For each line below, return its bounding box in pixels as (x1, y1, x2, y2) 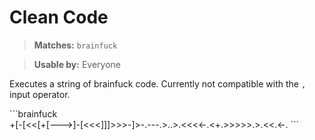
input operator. (9, 88, 71, 100)
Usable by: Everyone (33, 58, 121, 70)
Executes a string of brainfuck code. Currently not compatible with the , (9, 77, 307, 90)
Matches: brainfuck (33, 39, 118, 51)
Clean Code (9, 6, 109, 29)
